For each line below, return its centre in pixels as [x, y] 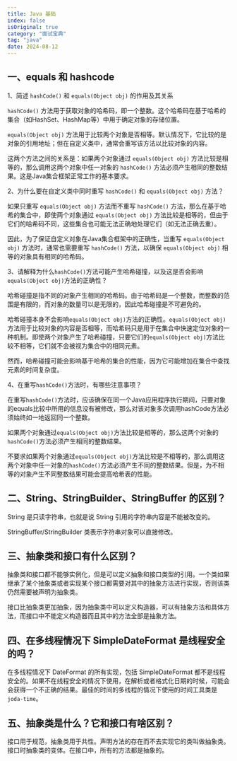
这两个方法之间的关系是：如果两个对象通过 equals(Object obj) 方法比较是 [115, 158]
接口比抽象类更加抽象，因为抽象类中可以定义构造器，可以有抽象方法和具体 [115, 607]
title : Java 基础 [32, 14]
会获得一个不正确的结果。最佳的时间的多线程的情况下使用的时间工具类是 [112, 690]
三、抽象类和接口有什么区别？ [72, 556]
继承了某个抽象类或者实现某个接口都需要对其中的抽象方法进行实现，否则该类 [119, 583]
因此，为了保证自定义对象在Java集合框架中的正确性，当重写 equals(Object [116, 238]
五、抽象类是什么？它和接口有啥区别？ [91, 723]
